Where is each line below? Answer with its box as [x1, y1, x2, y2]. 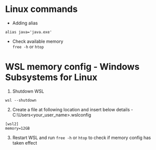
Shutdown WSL [12, 88, 44, 94]
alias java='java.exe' [5, 29, 52, 34]
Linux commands [5, 3, 78, 15]
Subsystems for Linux [5, 72, 98, 83]
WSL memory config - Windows [5, 61, 140, 73]
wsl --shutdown [5, 98, 37, 103]
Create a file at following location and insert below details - [12, 106, 133, 113]
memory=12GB [5, 126, 30, 131]
